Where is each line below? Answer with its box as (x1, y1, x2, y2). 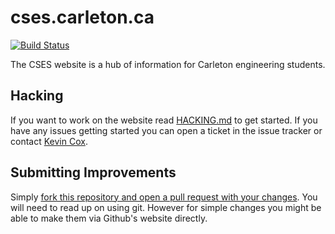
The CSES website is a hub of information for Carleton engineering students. (10, 58, 326, 70)
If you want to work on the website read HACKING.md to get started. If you (10, 114, 318, 126)
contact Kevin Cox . (10, 135, 88, 147)
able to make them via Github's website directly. (10, 212, 208, 224)
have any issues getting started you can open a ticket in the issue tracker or (10, 124, 323, 136)
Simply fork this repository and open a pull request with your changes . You (10, 191, 318, 203)
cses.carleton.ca (10, 6, 155, 29)
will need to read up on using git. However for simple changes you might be (10, 201, 322, 213)
